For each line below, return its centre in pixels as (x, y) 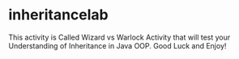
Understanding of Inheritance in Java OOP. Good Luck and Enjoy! (117, 45)
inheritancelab (58, 15)
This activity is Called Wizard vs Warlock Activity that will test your (119, 37)
